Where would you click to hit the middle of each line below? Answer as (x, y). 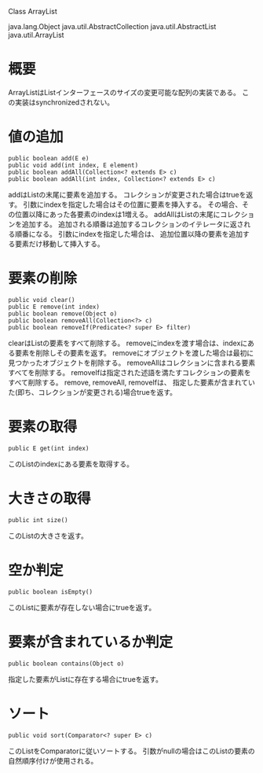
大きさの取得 (50, 498)
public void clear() (42, 300)
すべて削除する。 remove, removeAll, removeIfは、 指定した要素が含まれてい (131, 382)
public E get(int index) (49, 448)
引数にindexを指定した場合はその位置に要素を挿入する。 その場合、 (133, 204)
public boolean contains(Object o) (66, 664)
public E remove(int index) (54, 307)
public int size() (38, 520)
